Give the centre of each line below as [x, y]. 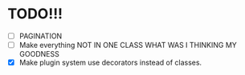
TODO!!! [35, 14]
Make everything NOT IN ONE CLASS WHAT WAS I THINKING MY [128, 45]
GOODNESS [39, 54]
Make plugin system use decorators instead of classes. [110, 63]
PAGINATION [41, 36]
